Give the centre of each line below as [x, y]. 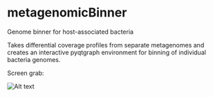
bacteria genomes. [34, 59]
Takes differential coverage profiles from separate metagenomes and [106, 45]
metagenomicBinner [67, 13]
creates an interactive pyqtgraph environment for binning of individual [106, 52]
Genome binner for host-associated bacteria [70, 32]
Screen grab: [26, 73]
